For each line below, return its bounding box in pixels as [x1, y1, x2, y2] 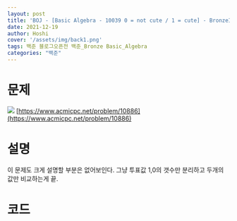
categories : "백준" [7, 50, 62, 57]
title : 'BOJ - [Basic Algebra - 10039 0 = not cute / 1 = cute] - [7, 17, 207, 24]
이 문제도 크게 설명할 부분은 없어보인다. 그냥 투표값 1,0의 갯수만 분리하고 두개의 [7, 165, 224, 174]
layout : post [7, 10, 46, 18]
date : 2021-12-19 [7, 23, 59, 30]
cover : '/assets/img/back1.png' [7, 37, 102, 44]
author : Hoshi [7, 30, 49, 37]
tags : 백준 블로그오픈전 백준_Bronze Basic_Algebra [7, 43, 148, 50]
